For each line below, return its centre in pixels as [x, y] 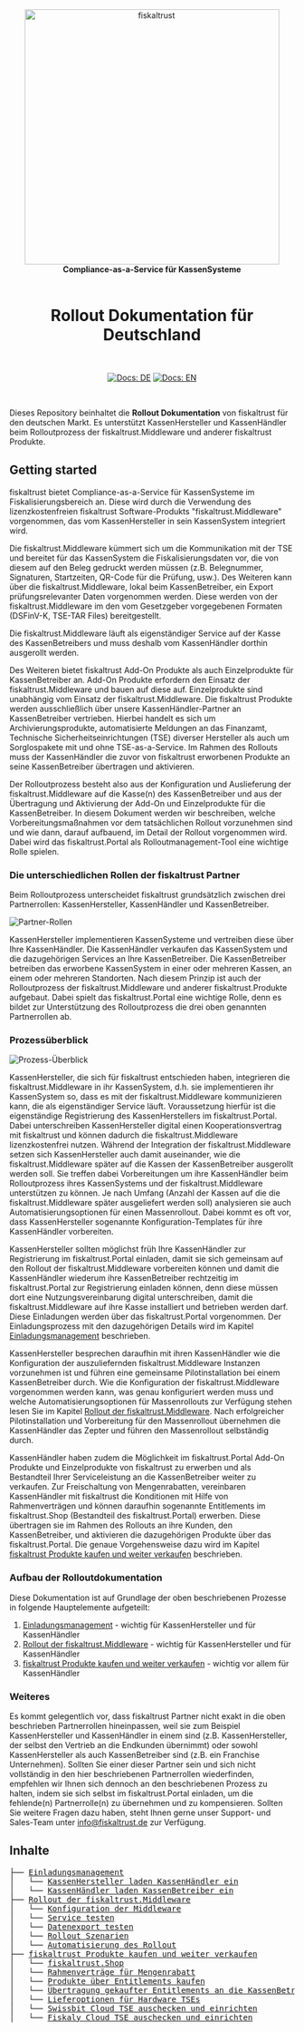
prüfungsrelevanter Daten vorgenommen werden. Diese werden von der [144, 596]
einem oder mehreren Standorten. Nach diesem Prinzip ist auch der [135, 978]
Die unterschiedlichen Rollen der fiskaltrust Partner [125, 874]
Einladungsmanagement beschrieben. [80, 1336]
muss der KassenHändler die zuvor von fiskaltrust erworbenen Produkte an [150, 757]
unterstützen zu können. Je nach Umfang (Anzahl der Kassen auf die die [145, 1193]
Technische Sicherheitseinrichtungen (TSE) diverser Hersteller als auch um [149, 738]
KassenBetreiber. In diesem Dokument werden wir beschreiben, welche [142, 813]
